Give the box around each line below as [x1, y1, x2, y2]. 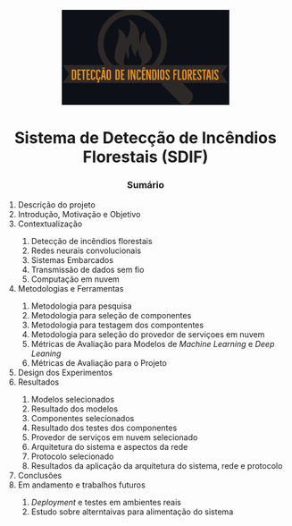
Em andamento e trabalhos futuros [17, 479, 146, 490]
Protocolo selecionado [30, 451, 114, 462]
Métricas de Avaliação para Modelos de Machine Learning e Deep [30, 338, 275, 349]
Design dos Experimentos [17, 367, 113, 378]
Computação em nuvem [30, 274, 121, 284]
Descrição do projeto [17, 199, 96, 210]
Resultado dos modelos [30, 403, 119, 414]
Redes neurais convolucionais [30, 245, 141, 256]
